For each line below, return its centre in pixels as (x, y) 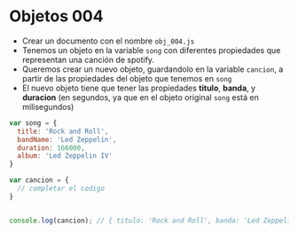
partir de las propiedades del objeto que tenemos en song (127, 78)
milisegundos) (48, 106)
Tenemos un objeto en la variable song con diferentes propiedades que (151, 50)
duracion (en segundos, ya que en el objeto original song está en (140, 97)
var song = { (33, 123)
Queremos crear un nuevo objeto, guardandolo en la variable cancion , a (153, 69)
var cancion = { (39, 180)
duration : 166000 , (51, 148)
